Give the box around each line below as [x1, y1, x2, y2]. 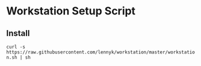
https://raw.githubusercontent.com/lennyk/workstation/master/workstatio [6, 49, 196, 55]
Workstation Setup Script [6, 4, 136, 18]
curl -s [6, 44, 26, 50]
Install [6, 28, 30, 38]
